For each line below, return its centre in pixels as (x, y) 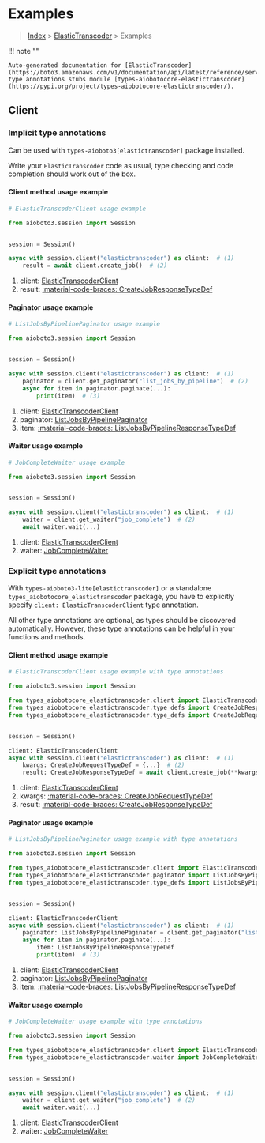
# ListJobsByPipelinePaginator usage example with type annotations (123, 839)
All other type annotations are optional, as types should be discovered (122, 621)
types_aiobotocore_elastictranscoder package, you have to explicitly (121, 597)
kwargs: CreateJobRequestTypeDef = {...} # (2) (104, 765)
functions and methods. (47, 637)
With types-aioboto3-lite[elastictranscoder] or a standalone (110, 588)
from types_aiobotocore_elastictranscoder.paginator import (109, 875)
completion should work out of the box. (72, 174)
